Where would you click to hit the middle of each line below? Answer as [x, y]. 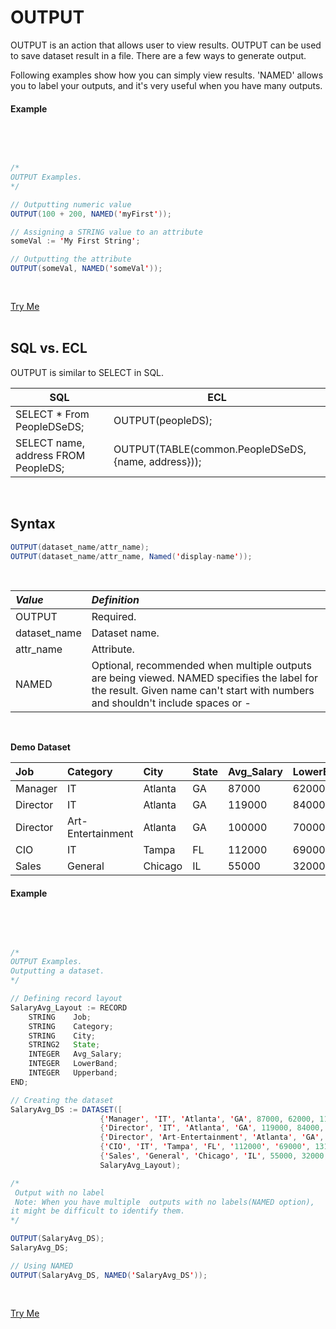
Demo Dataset [40, 747]
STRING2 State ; [64, 1045]
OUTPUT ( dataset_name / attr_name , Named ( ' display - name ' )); [131, 556]
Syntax [33, 524]
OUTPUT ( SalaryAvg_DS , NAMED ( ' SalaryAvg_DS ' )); [109, 1275]
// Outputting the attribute [71, 259]
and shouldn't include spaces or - [171, 703]
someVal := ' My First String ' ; [75, 241]
